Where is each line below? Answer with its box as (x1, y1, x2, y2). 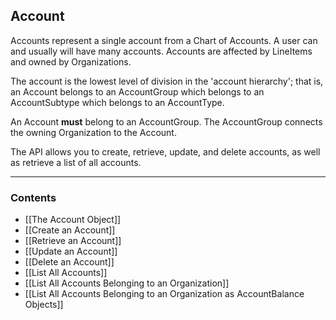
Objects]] (24, 299, 64, 311)
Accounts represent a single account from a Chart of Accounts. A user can (10, 34, 318, 46)
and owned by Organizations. (10, 55, 132, 68)
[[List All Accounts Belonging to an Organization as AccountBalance (24, 288, 305, 300)
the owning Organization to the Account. (10, 126, 177, 138)
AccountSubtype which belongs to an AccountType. (10, 96, 225, 108)
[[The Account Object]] (24, 214, 122, 226)
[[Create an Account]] (24, 224, 116, 236)
